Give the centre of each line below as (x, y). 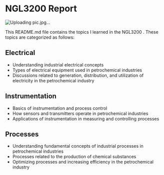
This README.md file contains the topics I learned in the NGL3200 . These (82, 32)
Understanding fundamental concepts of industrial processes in (78, 146)
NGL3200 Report (41, 9)
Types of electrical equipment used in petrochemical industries (77, 70)
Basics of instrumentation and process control (60, 108)
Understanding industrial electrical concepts (58, 64)
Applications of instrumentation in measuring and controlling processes (86, 118)
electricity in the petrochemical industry (53, 80)
